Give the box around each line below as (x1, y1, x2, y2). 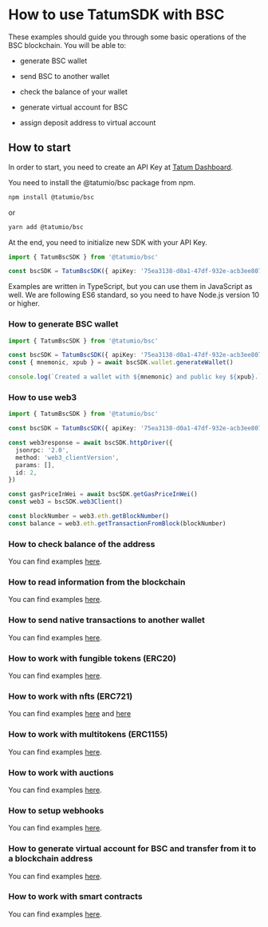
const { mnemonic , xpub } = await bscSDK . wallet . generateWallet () (8, 359, 234, 366)
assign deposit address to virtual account (19, 117, 156, 127)
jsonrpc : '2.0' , (15, 446, 69, 454)
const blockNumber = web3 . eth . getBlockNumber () (8, 513, 170, 521)
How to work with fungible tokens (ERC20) (8, 652, 177, 664)
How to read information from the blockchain (8, 576, 186, 588)
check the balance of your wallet (19, 86, 128, 97)
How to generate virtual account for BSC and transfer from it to (8, 843, 257, 854)
